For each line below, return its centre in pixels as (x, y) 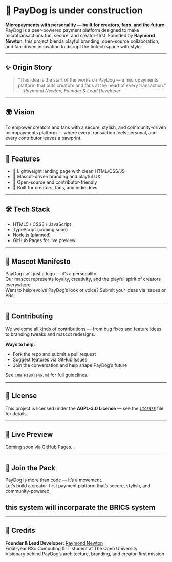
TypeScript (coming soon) (40, 230)
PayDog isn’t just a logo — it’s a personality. (51, 274)
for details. (17, 414)
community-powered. (28, 491)
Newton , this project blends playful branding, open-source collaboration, (82, 41)
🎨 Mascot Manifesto (38, 261)
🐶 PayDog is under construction (74, 11)
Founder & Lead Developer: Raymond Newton (54, 543)
